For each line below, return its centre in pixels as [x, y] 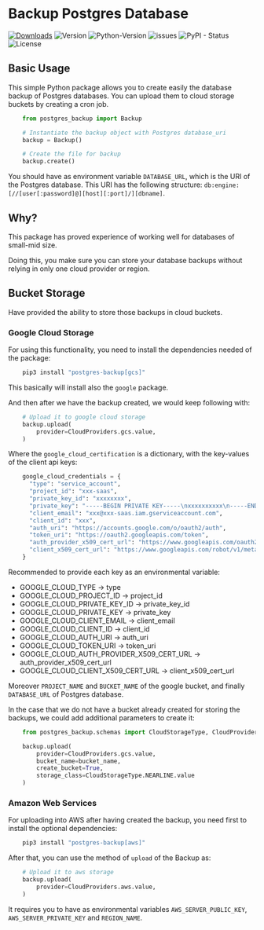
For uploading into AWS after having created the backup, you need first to [128, 820]
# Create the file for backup [72, 154]
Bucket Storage [47, 293]
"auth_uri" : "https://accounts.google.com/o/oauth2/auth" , [127, 528]
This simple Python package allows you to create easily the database [120, 87]
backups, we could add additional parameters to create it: [101, 718]
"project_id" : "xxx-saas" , [73, 492]
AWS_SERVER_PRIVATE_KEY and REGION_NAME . [75, 917]
